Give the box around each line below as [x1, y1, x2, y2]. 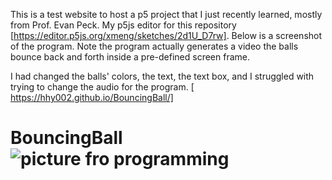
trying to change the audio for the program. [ [10, 81, 195, 93]
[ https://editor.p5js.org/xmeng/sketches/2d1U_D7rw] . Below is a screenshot [10, 30, 323, 41]
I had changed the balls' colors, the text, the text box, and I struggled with [10, 70, 315, 82]
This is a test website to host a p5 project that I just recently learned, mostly [10, 9, 323, 20]
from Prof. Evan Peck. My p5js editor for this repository [10, 19, 237, 31]
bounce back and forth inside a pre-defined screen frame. [10, 51, 251, 63]
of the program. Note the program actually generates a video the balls [10, 40, 299, 52]
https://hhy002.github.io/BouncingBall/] [10, 92, 174, 103]
